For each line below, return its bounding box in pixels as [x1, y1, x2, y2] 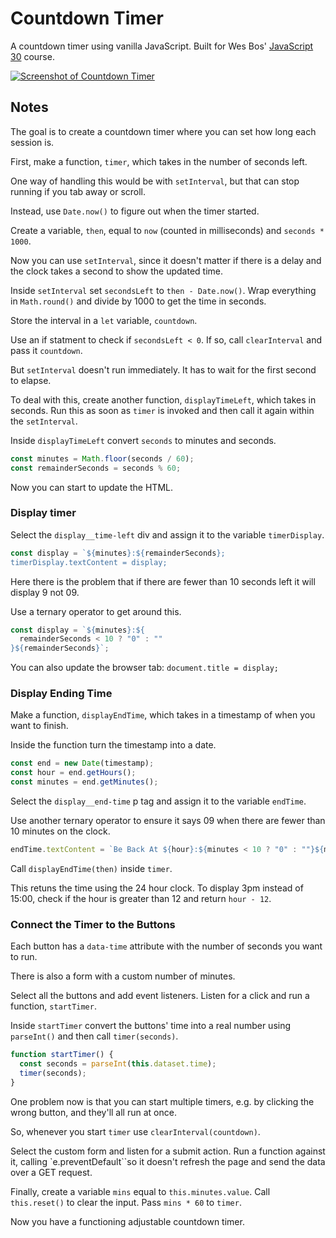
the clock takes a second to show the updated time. [10, 265, 224, 277]
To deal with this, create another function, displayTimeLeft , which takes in [10, 393, 317, 406]
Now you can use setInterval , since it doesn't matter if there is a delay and [10, 254, 322, 266]
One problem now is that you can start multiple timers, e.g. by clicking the [10, 1095, 315, 1107]
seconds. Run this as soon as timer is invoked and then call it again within [10, 404, 315, 416]
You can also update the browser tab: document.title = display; [10, 662, 280, 674]
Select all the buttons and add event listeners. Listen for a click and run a [10, 990, 310, 1002]
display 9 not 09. [10, 586, 80, 598]
